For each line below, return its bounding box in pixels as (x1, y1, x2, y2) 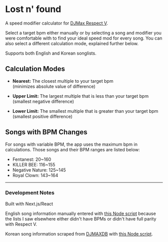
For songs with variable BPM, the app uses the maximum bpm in (5, 141, 137, 147)
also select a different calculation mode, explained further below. (5, 40, 139, 46)
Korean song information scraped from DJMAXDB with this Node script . (5, 230, 153, 236)
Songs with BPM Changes (5, 128, 87, 136)
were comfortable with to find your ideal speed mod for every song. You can (5, 35, 162, 41)
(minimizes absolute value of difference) (12, 83, 96, 89)
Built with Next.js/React (5, 200, 53, 206)
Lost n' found (5, 4, 61, 15)
